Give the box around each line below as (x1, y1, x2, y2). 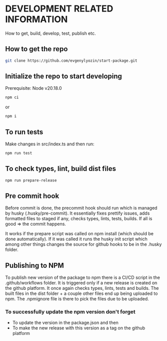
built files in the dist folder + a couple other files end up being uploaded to (5, 290, 158, 296)
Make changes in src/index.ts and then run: (5, 141, 94, 147)
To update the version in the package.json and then (12, 319, 119, 326)
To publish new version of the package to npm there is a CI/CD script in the (5, 274, 160, 281)
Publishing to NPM (5, 261, 64, 270)
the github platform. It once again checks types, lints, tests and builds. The (5, 285, 159, 291)
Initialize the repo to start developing (5, 72, 122, 81)
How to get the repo (5, 45, 68, 53)
